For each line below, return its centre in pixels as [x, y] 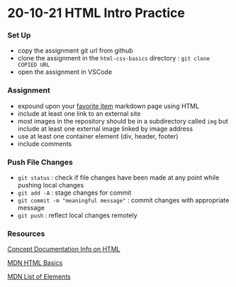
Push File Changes [40, 162]
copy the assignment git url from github [75, 50]
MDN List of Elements [39, 277]
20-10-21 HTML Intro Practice [96, 13]
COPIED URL [34, 65]
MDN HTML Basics [35, 263]
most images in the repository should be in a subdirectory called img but [123, 121]
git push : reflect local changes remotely [77, 215]
